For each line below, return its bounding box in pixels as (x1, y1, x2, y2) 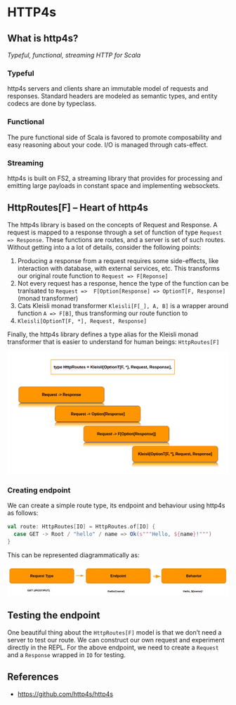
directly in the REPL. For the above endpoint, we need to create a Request (7, 643, 219, 652)
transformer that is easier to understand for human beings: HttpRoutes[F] (7, 337, 220, 345)
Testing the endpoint (7, 609, 100, 621)
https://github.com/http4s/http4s (17, 690, 114, 698)
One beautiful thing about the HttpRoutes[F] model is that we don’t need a (7, 628, 222, 637)
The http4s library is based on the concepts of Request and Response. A (7, 220, 218, 229)
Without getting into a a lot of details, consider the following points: (7, 243, 202, 251)
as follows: (7, 508, 39, 517)
